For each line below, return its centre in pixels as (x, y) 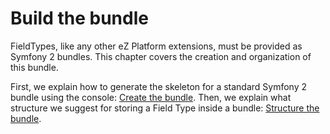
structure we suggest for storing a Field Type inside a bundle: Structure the (165, 108)
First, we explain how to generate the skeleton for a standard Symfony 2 (159, 86)
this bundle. (34, 67)
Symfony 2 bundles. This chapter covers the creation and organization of (161, 56)
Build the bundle (79, 18)
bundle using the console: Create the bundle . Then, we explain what (151, 97)
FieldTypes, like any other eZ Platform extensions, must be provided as (156, 46)
